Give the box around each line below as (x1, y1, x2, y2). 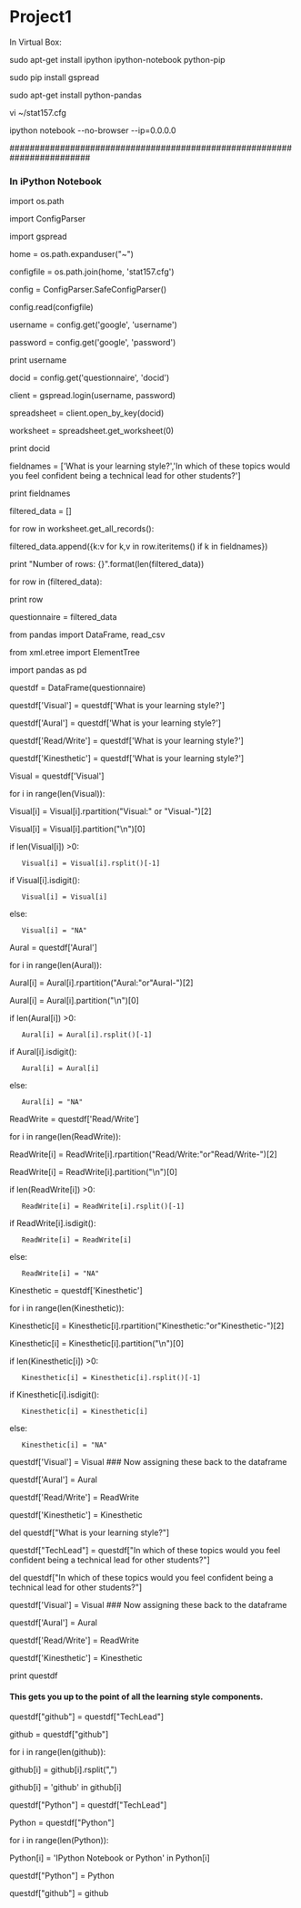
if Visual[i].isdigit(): (9, 875, 80, 886)
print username (9, 355, 67, 366)
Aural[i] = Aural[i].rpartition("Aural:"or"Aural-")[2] (9, 977, 194, 988)
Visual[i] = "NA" (21, 926, 88, 935)
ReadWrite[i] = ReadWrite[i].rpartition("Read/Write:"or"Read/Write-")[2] (9, 1149, 277, 1160)
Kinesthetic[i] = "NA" (21, 1440, 107, 1450)
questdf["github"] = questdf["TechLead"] (9, 1711, 165, 1722)
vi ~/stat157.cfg (9, 107, 66, 118)
